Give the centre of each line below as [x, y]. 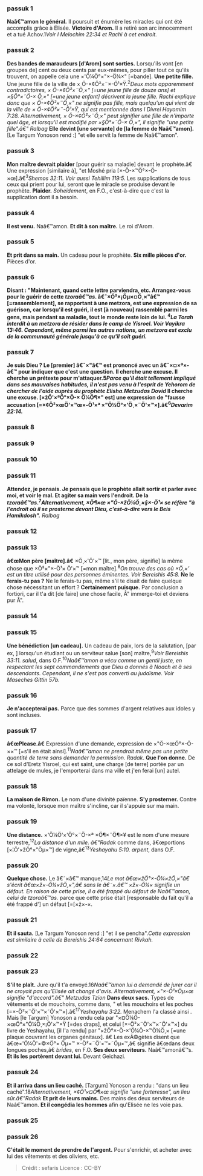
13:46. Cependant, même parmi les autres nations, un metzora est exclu [99, 330]
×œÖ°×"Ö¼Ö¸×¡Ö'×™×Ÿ [37, 1024]
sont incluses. [24, 715]
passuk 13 [22, 547]
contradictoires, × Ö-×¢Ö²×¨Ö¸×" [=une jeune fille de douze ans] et [91, 90]
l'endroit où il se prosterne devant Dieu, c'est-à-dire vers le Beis [89, 509]
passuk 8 [21, 427]
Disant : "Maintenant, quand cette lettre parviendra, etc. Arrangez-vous [99, 290]
